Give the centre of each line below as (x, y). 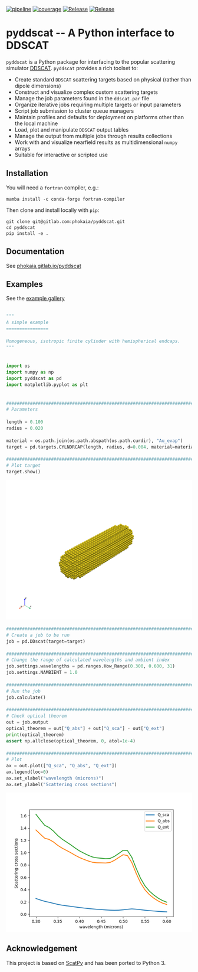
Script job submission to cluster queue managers (74, 111)
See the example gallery (35, 299)
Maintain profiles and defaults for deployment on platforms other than (99, 117)
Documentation (35, 252)
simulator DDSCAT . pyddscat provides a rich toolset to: (72, 68)
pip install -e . (27, 233)
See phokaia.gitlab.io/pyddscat (44, 266)
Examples (24, 284)
